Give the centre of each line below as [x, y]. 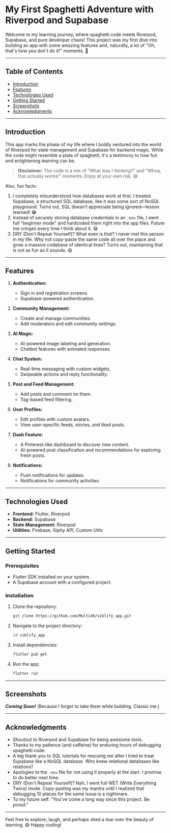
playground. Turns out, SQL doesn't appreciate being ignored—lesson [86, 207]
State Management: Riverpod [44, 525]
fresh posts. [33, 456]
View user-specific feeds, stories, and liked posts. [73, 425]
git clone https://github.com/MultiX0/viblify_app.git [72, 616]
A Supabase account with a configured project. [62, 582]
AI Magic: [23, 334]
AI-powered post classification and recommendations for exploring [91, 450]
